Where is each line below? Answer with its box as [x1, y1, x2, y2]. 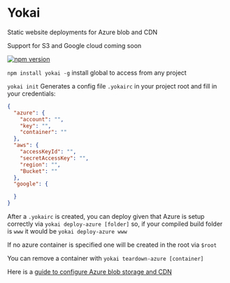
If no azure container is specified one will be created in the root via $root [7, 240, 217, 249]
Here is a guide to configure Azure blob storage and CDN [7, 268, 173, 276]
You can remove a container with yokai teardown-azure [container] [7, 254, 204, 263]
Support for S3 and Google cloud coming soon [7, 41, 142, 49]
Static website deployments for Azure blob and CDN [7, 28, 158, 36]
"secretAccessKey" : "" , [20, 155, 89, 162]
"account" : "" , [20, 116, 64, 123]
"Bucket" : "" [20, 167, 58, 175]
